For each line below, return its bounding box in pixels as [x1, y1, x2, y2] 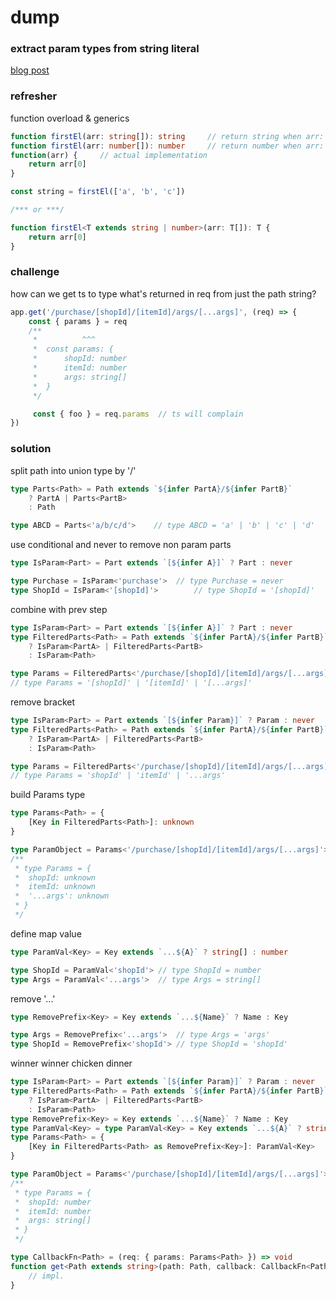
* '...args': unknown [14, 891, 110, 901]
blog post [10, 64, 50, 76]
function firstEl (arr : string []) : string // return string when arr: [10, 131, 325, 141]
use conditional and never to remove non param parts [10, 539, 232, 551]
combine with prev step [10, 603, 108, 615]
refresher [10, 89, 58, 103]
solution [10, 442, 52, 456]
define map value [10, 927, 82, 940]
